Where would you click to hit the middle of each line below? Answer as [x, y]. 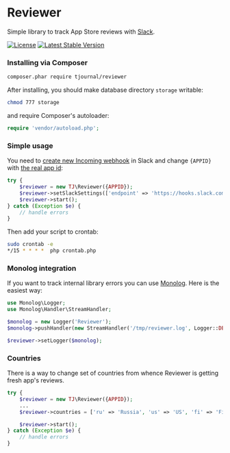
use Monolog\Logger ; [37, 303]
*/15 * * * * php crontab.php [52, 251]
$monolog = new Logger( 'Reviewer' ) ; [59, 322]
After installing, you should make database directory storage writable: [105, 90]
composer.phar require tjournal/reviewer [67, 77]
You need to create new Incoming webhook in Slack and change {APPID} [110, 161]
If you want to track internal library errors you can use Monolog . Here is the [113, 283]
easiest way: [25, 291]
